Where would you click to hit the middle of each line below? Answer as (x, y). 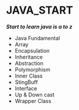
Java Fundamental (37, 38)
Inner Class (29, 76)
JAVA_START (39, 10)
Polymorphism (32, 69)
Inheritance (29, 57)
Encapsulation (32, 50)
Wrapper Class (33, 101)
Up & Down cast (34, 95)
